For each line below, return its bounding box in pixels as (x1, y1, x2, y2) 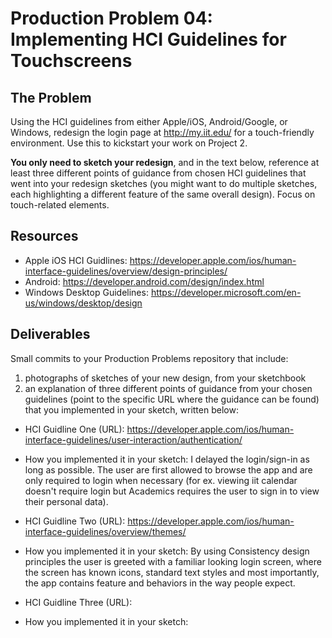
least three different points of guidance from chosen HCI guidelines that (10, 167, 307, 179)
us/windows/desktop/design (24, 297, 143, 309)
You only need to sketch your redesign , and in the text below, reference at (10, 157, 320, 168)
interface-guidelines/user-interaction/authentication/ (24, 433, 243, 446)
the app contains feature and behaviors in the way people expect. (24, 577, 296, 589)
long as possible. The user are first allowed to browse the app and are (24, 463, 313, 476)
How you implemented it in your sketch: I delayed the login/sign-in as (24, 453, 310, 465)
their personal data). (24, 495, 109, 507)
